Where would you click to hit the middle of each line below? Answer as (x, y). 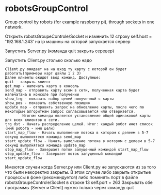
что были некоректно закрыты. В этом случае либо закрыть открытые (78, 172)
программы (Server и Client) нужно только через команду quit (70, 187)
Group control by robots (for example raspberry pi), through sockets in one (80, 22)
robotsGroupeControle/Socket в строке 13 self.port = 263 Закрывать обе (79, 182)
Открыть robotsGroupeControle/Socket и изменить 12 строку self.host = (79, 36)
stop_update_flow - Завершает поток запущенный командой (64, 154)
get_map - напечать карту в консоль (42, 86)
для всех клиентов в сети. (32, 120)
